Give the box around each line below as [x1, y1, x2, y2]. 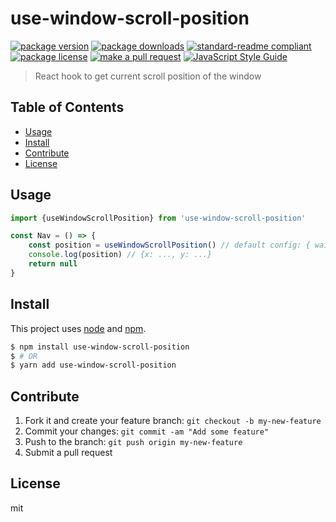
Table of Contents [10, 99, 125, 116]
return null [28, 259, 78, 269]
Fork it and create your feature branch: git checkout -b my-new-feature [24, 415, 322, 427]
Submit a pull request [24, 447, 113, 459]
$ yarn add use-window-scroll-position [10, 360, 177, 371]
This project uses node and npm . [10, 322, 147, 334]
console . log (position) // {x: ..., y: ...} [28, 250, 213, 260]
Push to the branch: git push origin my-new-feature [24, 436, 243, 448]
